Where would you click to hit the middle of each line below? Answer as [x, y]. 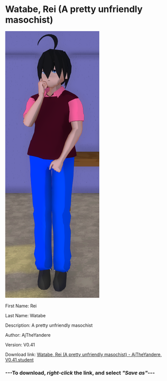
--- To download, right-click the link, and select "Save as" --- [80, 372]
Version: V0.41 [20, 344]
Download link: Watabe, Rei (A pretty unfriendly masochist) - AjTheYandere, [83, 354]
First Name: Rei [21, 306]
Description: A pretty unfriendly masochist [49, 325]
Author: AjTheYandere [28, 335]
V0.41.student [20, 359]
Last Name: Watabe [26, 315]
